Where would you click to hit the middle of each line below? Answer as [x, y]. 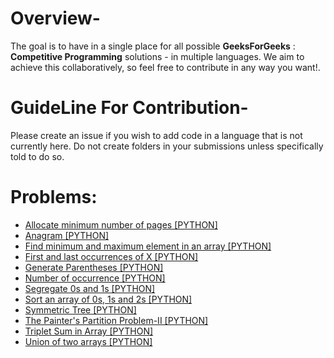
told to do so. [37, 156]
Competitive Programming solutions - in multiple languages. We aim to [157, 56]
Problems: [54, 197]
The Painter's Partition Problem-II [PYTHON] [116, 320]
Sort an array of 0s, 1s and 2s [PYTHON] [108, 299]
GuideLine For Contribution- [129, 108]
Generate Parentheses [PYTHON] [94, 267]
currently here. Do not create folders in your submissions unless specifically [167, 146]
